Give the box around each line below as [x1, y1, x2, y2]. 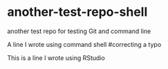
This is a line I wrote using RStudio [7, 53, 105, 62]
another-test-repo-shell [7, 4, 148, 20]
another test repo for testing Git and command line [7, 27, 151, 35]
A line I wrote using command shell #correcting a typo [7, 40, 162, 48]
